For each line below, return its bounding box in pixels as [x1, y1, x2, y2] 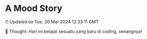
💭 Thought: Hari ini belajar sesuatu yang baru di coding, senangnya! [5, 28, 142, 34]
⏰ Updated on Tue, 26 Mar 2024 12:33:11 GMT [5, 19, 99, 25]
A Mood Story [5, 3, 63, 14]
